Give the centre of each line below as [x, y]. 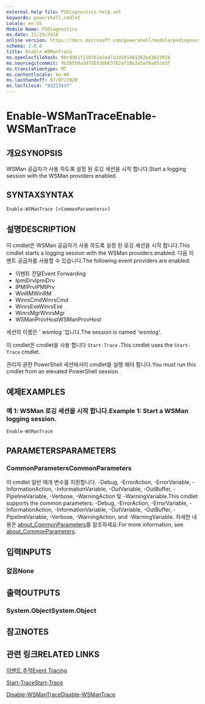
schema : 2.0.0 [24, 46]
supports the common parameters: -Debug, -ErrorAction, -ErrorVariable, [97, 503]
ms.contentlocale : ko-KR [38, 75]
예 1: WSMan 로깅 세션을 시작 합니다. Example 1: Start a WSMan [97, 411]
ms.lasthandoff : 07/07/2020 [42, 80]
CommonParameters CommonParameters [69, 468]
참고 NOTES [27, 632]
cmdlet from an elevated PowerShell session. [63, 371]
